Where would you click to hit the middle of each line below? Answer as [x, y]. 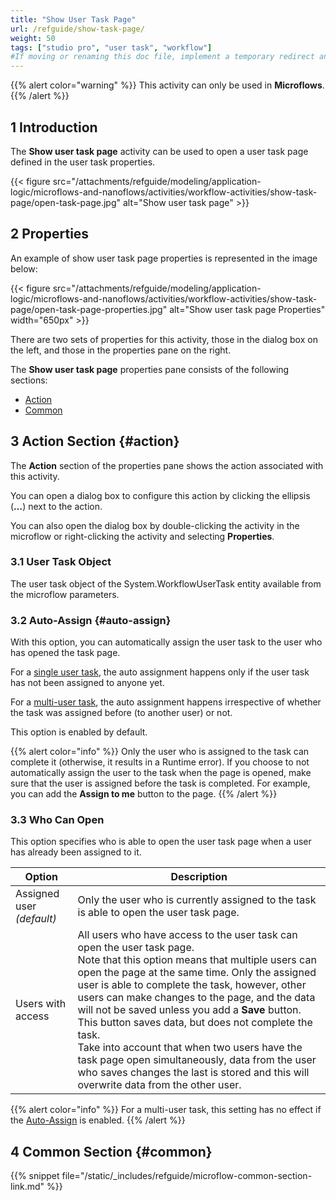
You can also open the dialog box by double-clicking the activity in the [155, 525]
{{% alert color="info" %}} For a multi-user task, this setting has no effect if [166, 1110]
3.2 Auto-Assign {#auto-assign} [91, 620]
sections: [29, 380]
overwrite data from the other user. [159, 1085]
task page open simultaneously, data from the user [197, 1060]
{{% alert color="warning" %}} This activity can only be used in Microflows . [167, 85]
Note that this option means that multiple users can [197, 960]
